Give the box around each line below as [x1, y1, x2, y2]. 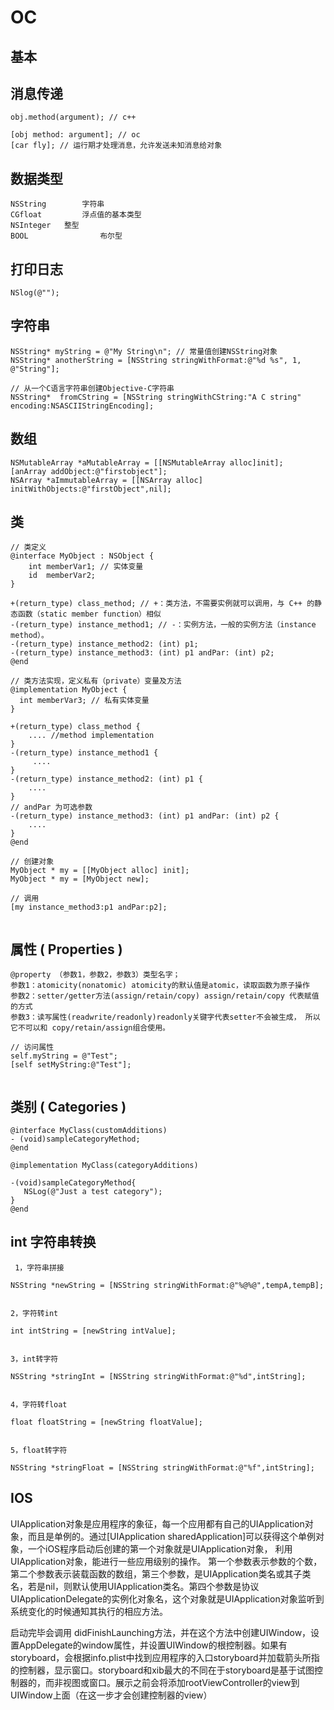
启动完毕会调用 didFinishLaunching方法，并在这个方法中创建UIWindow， [10, 1626, 312, 1638]
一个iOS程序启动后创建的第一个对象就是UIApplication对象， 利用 [27, 1542, 293, 1555]
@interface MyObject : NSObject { [10, 551, 155, 561]
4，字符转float [10, 1399, 68, 1410]
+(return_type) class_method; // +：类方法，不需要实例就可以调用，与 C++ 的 [10, 599, 315, 609]
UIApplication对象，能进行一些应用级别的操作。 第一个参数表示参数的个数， [10, 1555, 323, 1567]
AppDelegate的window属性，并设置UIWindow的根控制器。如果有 [18, 1639, 288, 1651]
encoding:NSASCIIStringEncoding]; [10, 401, 155, 411]
